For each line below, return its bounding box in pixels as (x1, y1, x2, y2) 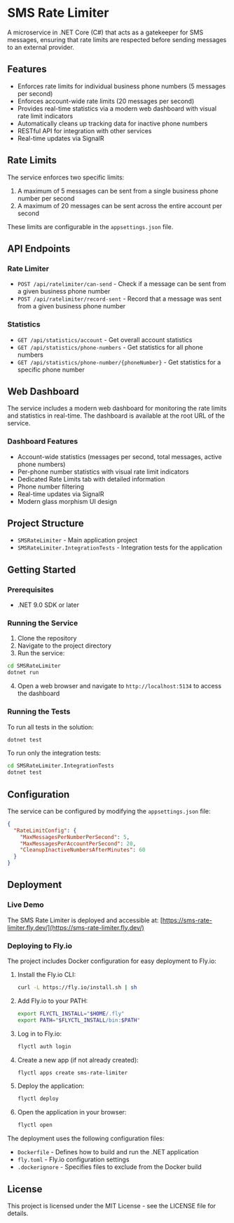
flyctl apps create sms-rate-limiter (17, 1069, 128, 1077)
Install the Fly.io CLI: (17, 971, 76, 979)
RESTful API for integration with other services (17, 126, 152, 135)
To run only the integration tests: (7, 749, 102, 758)
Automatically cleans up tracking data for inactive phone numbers (17, 119, 208, 128)
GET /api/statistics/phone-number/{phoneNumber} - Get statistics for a (17, 357, 221, 366)
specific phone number (17, 365, 85, 374)
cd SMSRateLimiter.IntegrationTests (7, 763, 114, 770)
